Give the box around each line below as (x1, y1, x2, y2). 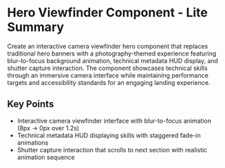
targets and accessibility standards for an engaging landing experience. (7, 78, 211, 86)
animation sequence (17, 153, 76, 161)
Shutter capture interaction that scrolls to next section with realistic (17, 145, 208, 154)
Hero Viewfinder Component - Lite (7, 5, 208, 21)
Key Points (7, 98, 54, 110)
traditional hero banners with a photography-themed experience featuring (7, 49, 217, 58)
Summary (7, 19, 64, 35)
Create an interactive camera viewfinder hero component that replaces (7, 42, 208, 50)
